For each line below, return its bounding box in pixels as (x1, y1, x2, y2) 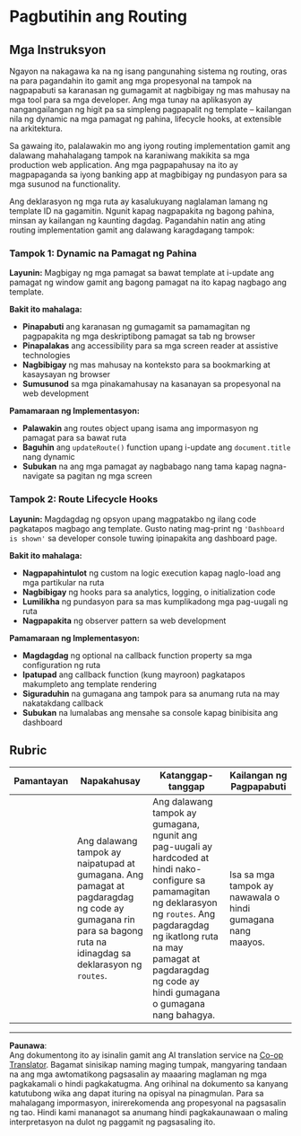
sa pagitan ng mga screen (56, 471, 152, 481)
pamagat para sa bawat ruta (21, 433, 127, 444)
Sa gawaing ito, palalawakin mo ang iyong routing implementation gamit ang (9, 141, 291, 151)
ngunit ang (151, 829, 198, 841)
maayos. (229, 936, 265, 948)
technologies (21, 350, 71, 361)
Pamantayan (13, 775, 69, 788)
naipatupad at (76, 858, 136, 870)
